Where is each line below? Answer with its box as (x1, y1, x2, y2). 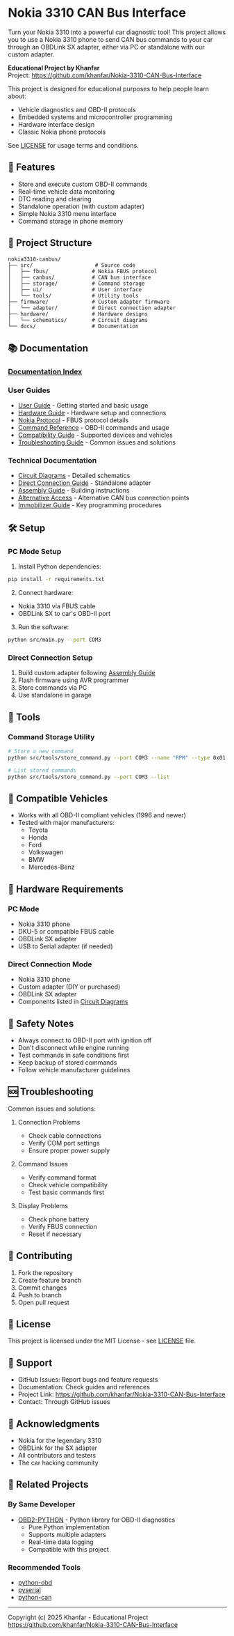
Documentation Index (8, 366, 83, 376)
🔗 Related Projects (8, 1479, 89, 1490)
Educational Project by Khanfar (8, 63, 100, 72)
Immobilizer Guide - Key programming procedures (17, 501, 162, 509)
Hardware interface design (17, 120, 95, 128)
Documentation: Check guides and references (17, 1383, 150, 1391)
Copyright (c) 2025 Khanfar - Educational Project (8, 1613, 149, 1621)
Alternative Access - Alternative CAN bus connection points (17, 493, 190, 502)
